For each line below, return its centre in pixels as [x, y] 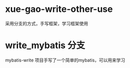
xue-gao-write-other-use [59, 9]
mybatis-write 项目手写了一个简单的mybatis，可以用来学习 [65, 60]
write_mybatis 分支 [45, 45]
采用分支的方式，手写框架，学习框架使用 [47, 23]
